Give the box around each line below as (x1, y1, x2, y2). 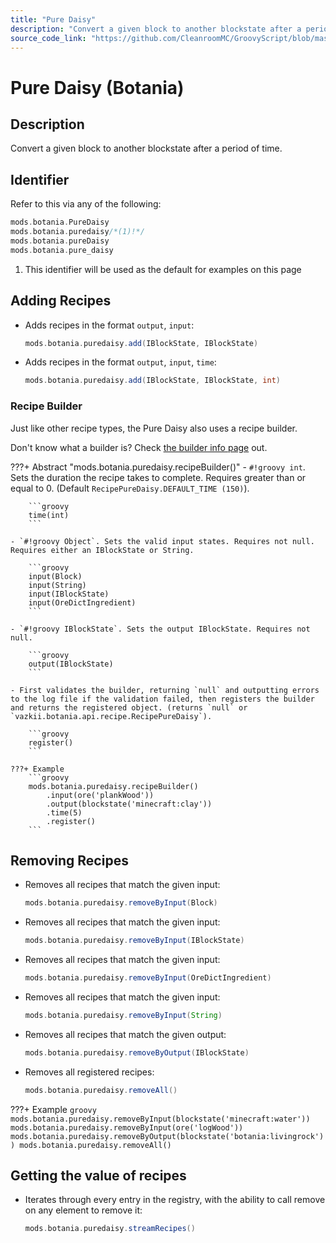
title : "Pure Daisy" (10, 14, 97, 25)
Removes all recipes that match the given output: (24, 1028, 227, 1040)
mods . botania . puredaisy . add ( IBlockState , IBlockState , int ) (24, 376, 281, 386)
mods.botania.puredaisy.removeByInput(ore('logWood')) (10, 1122, 244, 1133)
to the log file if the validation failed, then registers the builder (10, 694, 315, 704)
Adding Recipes (10, 292, 112, 310)
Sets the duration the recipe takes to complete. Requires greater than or (10, 471, 307, 483)
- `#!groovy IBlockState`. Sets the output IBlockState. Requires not (10, 624, 311, 634)
